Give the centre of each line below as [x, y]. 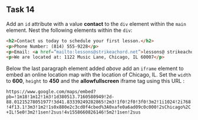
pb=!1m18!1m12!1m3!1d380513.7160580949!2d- [60, 97]
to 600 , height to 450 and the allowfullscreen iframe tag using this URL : [95, 81]
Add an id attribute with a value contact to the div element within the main [96, 24]
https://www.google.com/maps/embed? [51, 92]
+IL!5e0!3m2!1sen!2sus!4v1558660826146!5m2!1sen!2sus [74, 112]
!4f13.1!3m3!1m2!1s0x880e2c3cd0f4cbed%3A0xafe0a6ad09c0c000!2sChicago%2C [99, 107]
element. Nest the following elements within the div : [69, 30]
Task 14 [20, 10]
